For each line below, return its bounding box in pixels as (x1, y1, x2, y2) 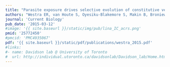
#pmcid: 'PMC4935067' (5, 36, 51, 41)
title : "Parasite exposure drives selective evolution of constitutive (5, 7, 159, 13)
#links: (5, 45, 22, 50)
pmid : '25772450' (5, 31, 42, 36)
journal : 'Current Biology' (5, 17, 65, 22)
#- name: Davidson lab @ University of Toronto (5, 49, 108, 54)
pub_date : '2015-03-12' (5, 21, 56, 27)
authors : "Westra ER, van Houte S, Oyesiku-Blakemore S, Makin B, (5, 12, 148, 17)
